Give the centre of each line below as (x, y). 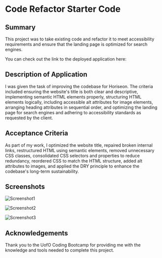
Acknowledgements (37, 233)
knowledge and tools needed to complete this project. (60, 250)
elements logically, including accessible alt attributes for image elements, (79, 102)
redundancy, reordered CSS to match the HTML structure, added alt (74, 161)
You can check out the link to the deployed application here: (66, 59)
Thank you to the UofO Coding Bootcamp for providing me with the (73, 245)
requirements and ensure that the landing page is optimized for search (76, 44)
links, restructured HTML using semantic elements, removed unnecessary (80, 150)
